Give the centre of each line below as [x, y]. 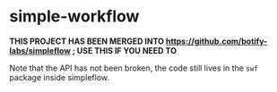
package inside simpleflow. [60, 77]
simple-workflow [74, 17]
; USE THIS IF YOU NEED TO [125, 50]
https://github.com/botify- [216, 41]
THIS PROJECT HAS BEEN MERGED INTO [87, 41]
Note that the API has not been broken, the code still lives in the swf [134, 68]
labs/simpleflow [40, 50]
